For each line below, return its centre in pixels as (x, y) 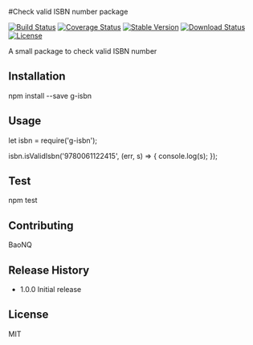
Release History (49, 270)
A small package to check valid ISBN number (83, 51)
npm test (23, 201)
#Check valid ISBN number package (68, 12)
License (29, 315)
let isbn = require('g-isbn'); (53, 140)
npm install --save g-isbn (50, 95)
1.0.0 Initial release (51, 290)
